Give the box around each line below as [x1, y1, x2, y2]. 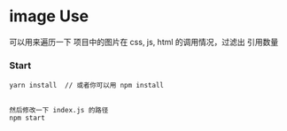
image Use [9, 6, 89, 27]
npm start [9, 113, 46, 123]
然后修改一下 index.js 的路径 [9, 106, 109, 115]
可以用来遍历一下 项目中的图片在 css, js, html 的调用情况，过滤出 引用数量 [9, 36, 279, 47]
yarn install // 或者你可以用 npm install [9, 81, 164, 90]
